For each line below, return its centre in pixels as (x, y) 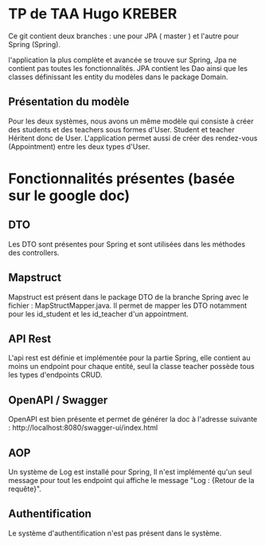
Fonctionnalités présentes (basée (122, 178)
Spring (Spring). (35, 44)
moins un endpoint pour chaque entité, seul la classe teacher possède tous (131, 367)
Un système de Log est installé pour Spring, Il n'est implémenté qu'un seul (130, 472)
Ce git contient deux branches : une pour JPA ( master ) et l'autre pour (124, 36)
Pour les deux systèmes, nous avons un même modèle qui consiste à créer (131, 121)
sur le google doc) (69, 195)
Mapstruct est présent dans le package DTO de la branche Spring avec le (129, 297)
